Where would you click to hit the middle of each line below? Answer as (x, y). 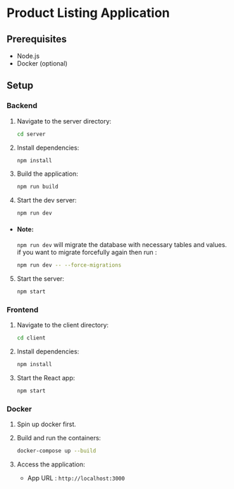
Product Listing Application (88, 13)
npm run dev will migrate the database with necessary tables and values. (122, 245)
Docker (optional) (42, 64)
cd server (31, 134)
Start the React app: (46, 378)
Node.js (28, 56)
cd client (31, 338)
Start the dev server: (47, 200)
